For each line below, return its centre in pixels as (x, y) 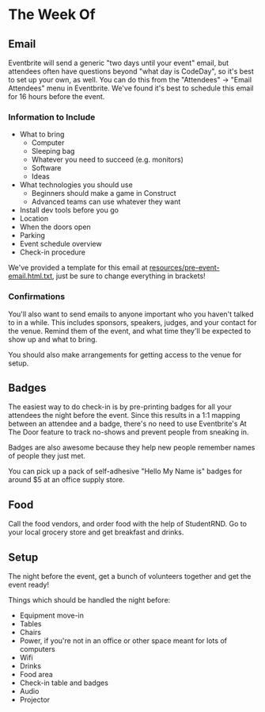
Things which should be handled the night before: (89, 600)
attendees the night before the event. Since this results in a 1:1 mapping (124, 415)
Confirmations (37, 297)
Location (34, 219)
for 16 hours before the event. (57, 96)
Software (46, 168)
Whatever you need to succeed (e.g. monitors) (108, 159)
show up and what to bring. (53, 339)
